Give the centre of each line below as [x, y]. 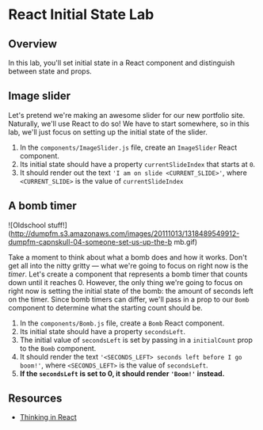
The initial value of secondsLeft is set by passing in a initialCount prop [136, 340]
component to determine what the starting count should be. [106, 307]
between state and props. [50, 71]
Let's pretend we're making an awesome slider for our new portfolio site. [127, 115]
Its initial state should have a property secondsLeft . [103, 331]
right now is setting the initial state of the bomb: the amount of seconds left [131, 291]
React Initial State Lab [81, 15]
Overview [33, 44]
